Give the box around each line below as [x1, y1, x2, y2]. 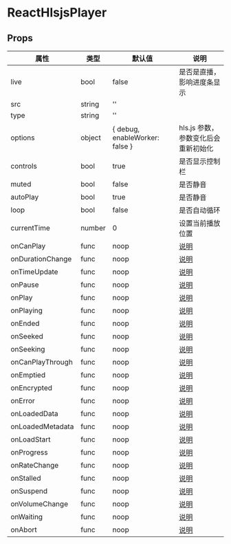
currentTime [10, 224, 50, 232]
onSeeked [10, 331, 43, 341]
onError [10, 396, 36, 405]
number [80, 224, 106, 232]
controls [10, 162, 38, 171]
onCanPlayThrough [10, 358, 74, 367]
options [10, 133, 35, 142]
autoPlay [10, 193, 39, 202]
